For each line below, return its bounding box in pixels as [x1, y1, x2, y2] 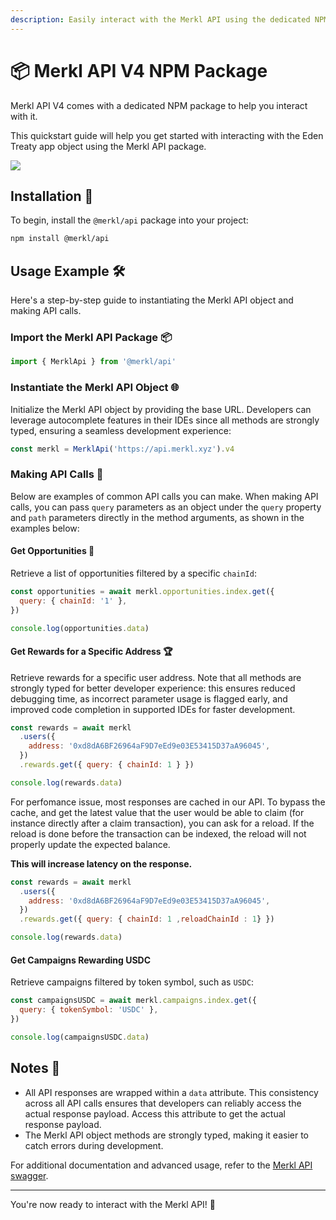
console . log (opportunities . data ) [10, 623, 150, 633]
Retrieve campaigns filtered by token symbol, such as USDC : [10, 976, 255, 988]
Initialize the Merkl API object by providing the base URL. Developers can [10, 403, 312, 415]
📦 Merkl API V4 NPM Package [10, 59, 268, 82]
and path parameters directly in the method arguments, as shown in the [10, 511, 305, 523]
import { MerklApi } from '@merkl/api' [10, 357, 177, 367]
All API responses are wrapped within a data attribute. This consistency [24, 1086, 319, 1098]
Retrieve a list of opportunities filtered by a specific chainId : [10, 567, 257, 579]
